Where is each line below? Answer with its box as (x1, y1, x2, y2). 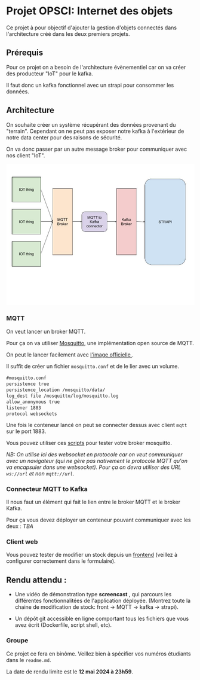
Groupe (6, 636, 29, 645)
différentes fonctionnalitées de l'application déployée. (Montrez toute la (14, 597, 191, 605)
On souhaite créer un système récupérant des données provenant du (6, 121, 176, 128)
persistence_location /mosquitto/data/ (6, 387, 106, 393)
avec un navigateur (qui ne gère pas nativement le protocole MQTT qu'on (6, 457, 188, 464)
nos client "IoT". (6, 151, 45, 159)
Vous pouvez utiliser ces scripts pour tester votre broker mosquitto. (6, 439, 172, 446)
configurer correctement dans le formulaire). (6, 557, 116, 565)
